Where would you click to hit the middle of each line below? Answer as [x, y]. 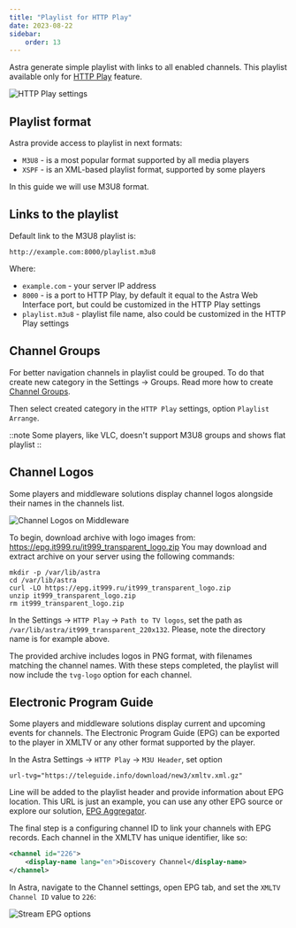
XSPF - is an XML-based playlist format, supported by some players [144, 170]
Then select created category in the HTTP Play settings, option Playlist [139, 408]
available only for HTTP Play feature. [76, 77]
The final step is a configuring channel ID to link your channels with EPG [140, 828]
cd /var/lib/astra [43, 580]
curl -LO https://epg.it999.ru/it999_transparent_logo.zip [120, 588]
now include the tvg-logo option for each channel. [101, 675]
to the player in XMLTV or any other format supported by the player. [133, 742]
